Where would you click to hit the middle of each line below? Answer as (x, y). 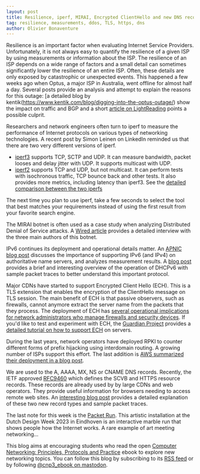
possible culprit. (26, 115)
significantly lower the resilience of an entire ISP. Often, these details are (95, 71)
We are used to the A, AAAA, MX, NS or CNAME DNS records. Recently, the (99, 372)
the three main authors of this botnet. (52, 237)
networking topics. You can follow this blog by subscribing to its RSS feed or (100, 458)
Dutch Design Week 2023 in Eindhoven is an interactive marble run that (94, 422)
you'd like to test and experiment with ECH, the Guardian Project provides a (99, 324)
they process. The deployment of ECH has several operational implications (98, 311)
